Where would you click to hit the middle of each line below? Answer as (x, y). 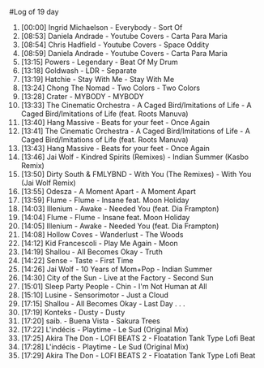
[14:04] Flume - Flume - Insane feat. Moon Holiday (105, 217)
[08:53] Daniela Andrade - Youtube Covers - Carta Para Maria (124, 36)
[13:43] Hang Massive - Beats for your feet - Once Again (115, 148)
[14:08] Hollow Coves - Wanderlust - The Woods (102, 234)
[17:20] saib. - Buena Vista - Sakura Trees (90, 321)
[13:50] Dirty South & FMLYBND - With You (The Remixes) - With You (136, 174)
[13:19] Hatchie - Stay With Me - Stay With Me (98, 79)
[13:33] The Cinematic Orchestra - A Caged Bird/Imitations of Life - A (136, 105)
